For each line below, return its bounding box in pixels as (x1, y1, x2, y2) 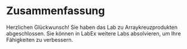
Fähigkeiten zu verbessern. (6, 36, 73, 43)
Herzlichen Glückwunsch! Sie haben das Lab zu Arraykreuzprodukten (6, 24, 178, 31)
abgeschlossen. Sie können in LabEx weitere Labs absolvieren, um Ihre (6, 30, 181, 37)
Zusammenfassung (6, 4, 105, 18)
